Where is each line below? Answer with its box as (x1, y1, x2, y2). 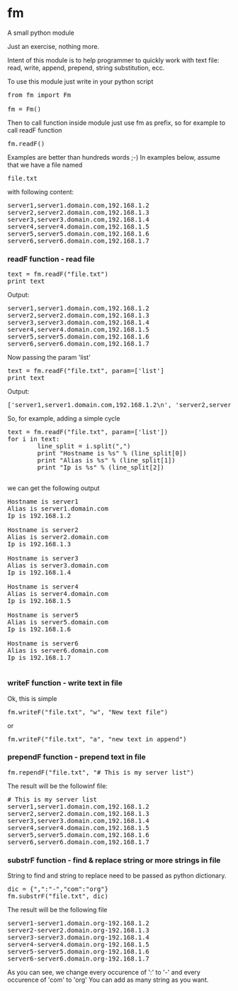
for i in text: (7, 435, 60, 443)
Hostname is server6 (7, 640, 79, 648)
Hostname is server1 (7, 498, 79, 506)
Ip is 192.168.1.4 (7, 569, 72, 577)
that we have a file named (7, 160, 83, 169)
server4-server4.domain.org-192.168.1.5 (7, 941, 150, 948)
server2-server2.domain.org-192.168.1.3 (7, 926, 150, 934)
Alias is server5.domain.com (7, 619, 108, 626)
